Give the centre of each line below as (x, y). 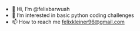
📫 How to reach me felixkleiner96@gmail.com (68, 22)
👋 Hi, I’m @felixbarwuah (41, 9)
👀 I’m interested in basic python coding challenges (73, 15)
